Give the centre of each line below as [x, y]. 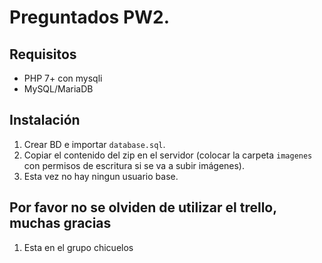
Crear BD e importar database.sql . [94, 144]
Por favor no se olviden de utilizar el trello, [143, 207]
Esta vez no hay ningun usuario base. [101, 176]
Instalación [45, 120]
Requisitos [43, 54]
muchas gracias [60, 223]
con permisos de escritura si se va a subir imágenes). [134, 165]
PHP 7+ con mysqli [63, 78]
